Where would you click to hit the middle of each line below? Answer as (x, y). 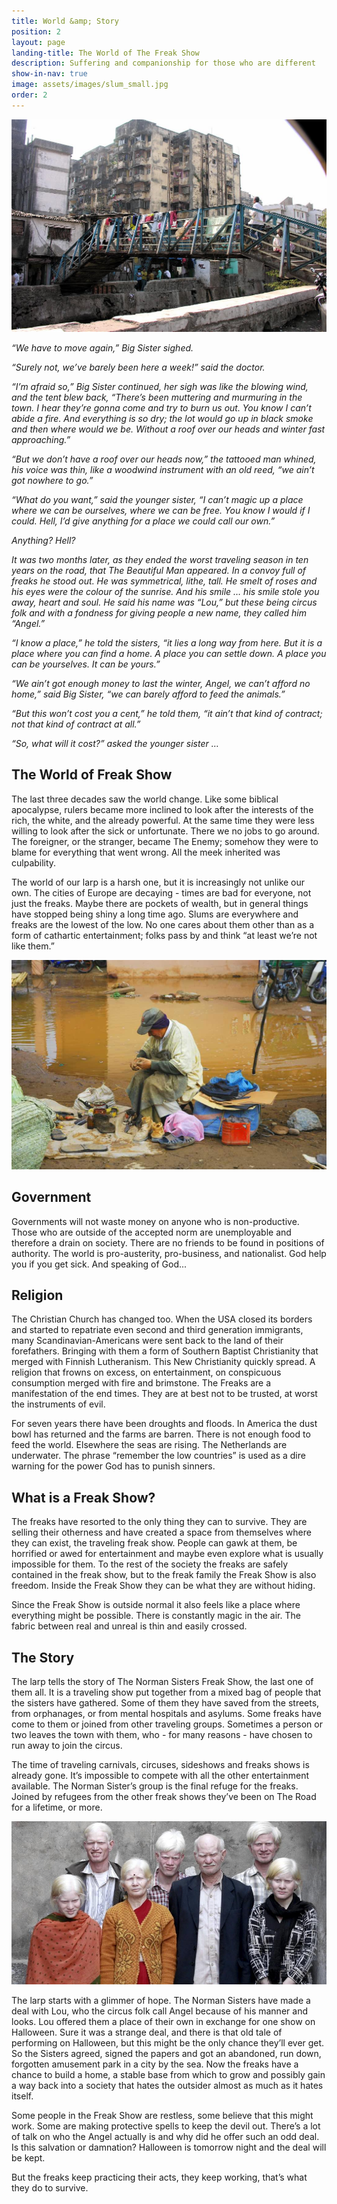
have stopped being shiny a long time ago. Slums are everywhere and (155, 914)
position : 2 (36, 31)
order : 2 (29, 95)
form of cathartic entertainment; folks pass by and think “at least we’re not (164, 935)
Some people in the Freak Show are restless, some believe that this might (162, 2115)
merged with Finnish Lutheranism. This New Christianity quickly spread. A (163, 1362)
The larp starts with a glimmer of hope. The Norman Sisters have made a (161, 2000)
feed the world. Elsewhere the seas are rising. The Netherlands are (149, 1445)
